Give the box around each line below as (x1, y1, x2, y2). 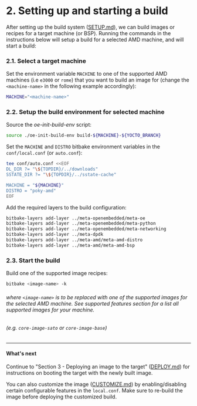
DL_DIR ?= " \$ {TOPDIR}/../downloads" (6, 166, 98, 172)
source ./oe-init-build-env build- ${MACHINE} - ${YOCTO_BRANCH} (6, 133, 161, 138)
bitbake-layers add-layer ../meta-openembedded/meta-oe (6, 215, 145, 221)
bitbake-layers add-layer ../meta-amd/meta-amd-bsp (6, 242, 135, 248)
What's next (6, 350, 37, 357)
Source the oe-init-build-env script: (6, 121, 92, 128)
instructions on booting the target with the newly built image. (6, 369, 153, 376)
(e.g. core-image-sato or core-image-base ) (6, 324, 107, 331)
